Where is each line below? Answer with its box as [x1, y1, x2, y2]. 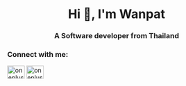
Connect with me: [7, 50, 69, 60]
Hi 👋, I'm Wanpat [68, 6, 165, 22]
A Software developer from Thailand [54, 31, 179, 41]
